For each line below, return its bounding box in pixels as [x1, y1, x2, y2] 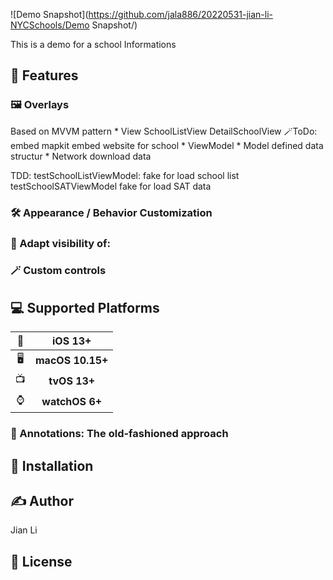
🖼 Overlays [10, 98, 70, 112]
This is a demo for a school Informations [10, 39, 177, 50]
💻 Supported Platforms [10, 299, 160, 316]
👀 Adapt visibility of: [10, 236, 111, 250]
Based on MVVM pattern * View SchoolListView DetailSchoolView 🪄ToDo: [10, 125, 318, 137]
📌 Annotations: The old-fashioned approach [10, 427, 229, 441]
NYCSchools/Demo [10, 19, 90, 31]
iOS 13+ [51, 334, 92, 348]
